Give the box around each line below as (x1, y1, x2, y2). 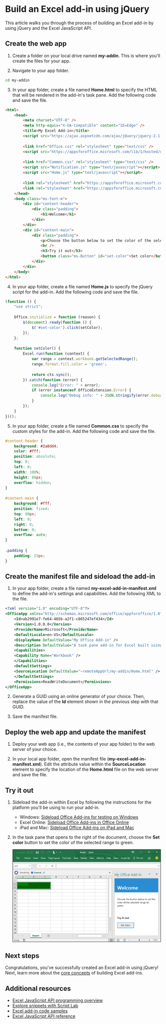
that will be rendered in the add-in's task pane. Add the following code (12, 92, 156, 98)
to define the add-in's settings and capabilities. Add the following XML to (12, 591, 161, 596)
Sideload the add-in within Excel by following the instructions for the (12, 799, 152, 806)
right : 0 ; (14, 522, 35, 527)
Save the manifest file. (12, 713, 58, 719)
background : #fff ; (14, 501, 52, 506)
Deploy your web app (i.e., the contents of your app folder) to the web (12, 741, 155, 747)
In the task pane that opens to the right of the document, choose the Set (12, 834, 160, 840)
